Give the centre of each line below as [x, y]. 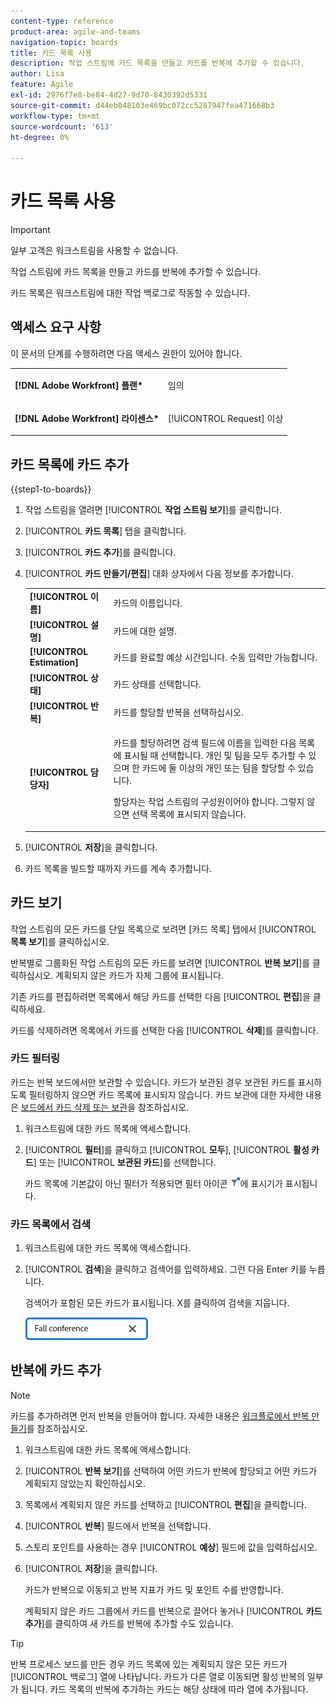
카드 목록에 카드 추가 [69, 464]
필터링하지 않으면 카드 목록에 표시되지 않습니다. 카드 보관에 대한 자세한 [166, 1094]
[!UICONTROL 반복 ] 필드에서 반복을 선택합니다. [118, 1526]
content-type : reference [62, 21]
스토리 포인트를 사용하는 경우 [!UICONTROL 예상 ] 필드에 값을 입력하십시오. [171, 1547]
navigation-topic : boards [64, 42]
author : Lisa [37, 74]
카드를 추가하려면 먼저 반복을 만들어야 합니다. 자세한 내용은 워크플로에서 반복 [160, 1416]
